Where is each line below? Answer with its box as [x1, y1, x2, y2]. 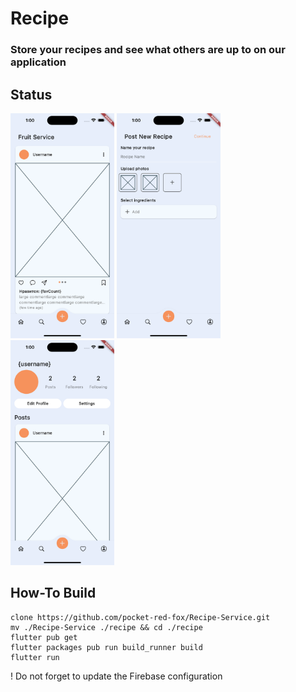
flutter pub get [10, 632, 78, 642]
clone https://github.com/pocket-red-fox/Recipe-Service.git [10, 612, 271, 622]
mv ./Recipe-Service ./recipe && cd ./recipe [10, 622, 203, 632]
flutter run [10, 652, 60, 662]
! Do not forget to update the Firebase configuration [10, 670, 223, 682]
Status [10, 86, 53, 103]
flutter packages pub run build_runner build [10, 642, 203, 652]
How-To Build [10, 585, 97, 602]
